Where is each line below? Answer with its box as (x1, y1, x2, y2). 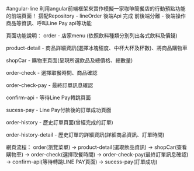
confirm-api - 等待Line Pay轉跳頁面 (6, 94, 91, 101)
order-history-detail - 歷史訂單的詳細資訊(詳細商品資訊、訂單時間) (6, 131, 165, 138)
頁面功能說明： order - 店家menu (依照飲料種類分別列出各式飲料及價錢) (6, 32, 178, 39)
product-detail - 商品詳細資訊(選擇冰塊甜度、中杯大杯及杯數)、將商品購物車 (6, 44, 188, 51)
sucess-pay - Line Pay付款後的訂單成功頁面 (6, 107, 112, 113)
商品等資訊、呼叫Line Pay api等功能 (6, 20, 92, 26)
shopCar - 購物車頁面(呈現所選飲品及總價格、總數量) (6, 57, 133, 64)
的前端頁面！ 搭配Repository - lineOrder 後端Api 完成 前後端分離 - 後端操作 (6, 12, 186, 19)
